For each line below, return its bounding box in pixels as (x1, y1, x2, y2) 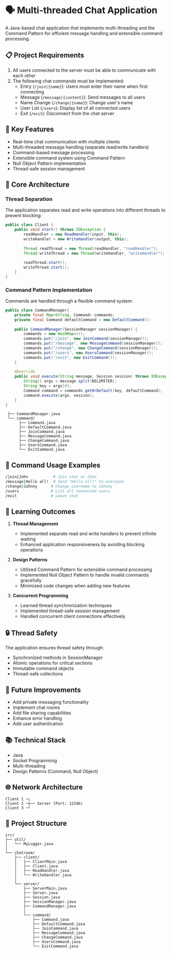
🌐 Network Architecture (5, 783, 83, 792)
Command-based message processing (12, 149, 95, 156)
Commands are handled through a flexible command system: (5, 298, 133, 304)
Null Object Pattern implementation (12, 160, 87, 166)
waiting (20, 536, 36, 542)
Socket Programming (12, 757, 58, 763)
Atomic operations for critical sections (12, 660, 93, 666)
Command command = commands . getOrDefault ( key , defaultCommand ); (23, 388, 163, 393)
